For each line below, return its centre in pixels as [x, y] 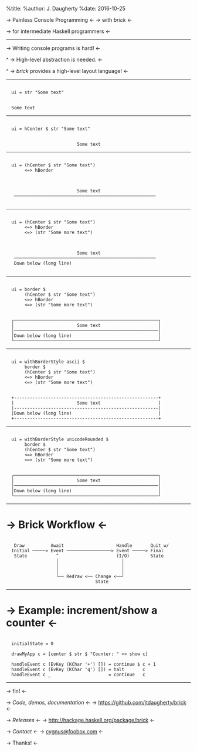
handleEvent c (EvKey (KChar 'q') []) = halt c [78, 669]
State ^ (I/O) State [89, 556]
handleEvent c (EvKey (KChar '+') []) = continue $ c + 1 [84, 664]
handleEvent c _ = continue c [78, 675]
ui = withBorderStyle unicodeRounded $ [60, 439]
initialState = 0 [33, 643]
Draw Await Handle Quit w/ [91, 545]
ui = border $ [28, 289]
